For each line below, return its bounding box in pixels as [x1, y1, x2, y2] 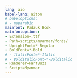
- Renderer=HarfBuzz [5, 61, 47, 66]
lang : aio [5, 7, 25, 12]
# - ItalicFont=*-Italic [5, 52, 55, 57]
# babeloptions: [5, 16, 38, 21]
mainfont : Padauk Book [5, 25, 51, 30]
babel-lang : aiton [5, 12, 42, 16]
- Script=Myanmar [5, 66, 40, 71]
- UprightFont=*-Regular [5, 43, 55, 48]
